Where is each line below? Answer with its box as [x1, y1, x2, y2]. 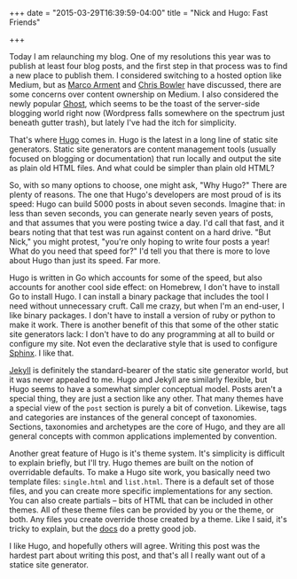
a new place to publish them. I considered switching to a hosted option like [9, 70, 282, 81]
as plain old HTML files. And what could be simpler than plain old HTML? [9, 163, 275, 173]
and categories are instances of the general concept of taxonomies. [9, 412, 257, 422]
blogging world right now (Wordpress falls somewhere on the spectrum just [9, 108, 285, 118]
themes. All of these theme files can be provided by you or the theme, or [9, 505, 275, 515]
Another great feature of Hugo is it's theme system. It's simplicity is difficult [9, 448, 285, 458]
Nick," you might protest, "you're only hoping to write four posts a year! [9, 237, 270, 246]
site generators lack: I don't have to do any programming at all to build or [9, 329, 275, 340]
